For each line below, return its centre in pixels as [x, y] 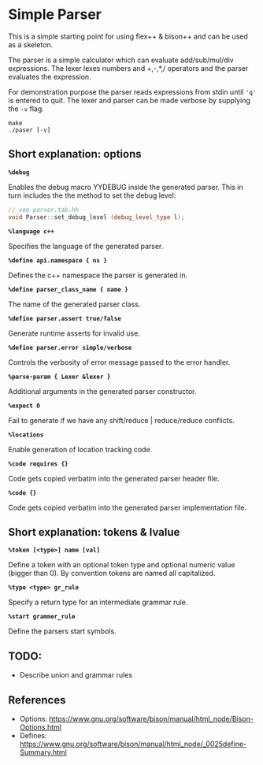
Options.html [40, 727]
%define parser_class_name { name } [68, 289]
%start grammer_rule [42, 617]
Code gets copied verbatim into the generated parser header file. [114, 478]
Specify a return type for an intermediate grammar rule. [98, 602]
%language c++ [31, 231]
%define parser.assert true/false [65, 318]
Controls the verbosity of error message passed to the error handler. [119, 362]
